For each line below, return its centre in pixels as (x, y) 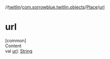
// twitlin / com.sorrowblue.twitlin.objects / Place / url (55, 7)
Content (13, 46)
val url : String (19, 51)
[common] (16, 40)
